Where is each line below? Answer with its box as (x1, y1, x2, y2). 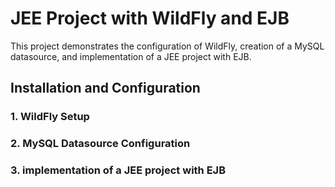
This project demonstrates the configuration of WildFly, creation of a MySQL (10, 40, 325, 52)
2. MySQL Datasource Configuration (10, 137, 191, 151)
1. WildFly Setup (10, 110, 90, 124)
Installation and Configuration (10, 80, 201, 97)
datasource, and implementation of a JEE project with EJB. (10, 50, 252, 62)
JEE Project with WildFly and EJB (10, 7, 290, 30)
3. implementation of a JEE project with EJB (10, 163, 226, 177)
